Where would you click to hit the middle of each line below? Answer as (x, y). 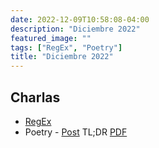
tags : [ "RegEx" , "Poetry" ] (66, 47)
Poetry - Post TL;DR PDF (76, 132)
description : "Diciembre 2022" (75, 29)
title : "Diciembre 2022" (62, 57)
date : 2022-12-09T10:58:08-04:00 (80, 19)
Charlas (35, 97)
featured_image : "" (51, 38)
